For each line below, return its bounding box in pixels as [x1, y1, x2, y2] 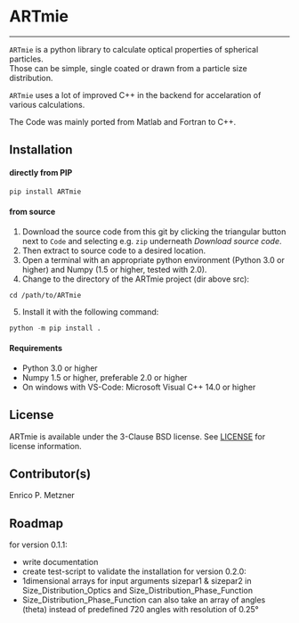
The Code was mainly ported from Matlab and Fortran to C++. [9, 116, 237, 127]
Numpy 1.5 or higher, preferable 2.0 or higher [21, 372, 188, 382]
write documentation [21, 557, 99, 568]
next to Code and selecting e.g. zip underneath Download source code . [21, 235, 282, 246]
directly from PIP [9, 167, 73, 177]
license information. [9, 440, 82, 451]
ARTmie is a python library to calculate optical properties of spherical [9, 44, 259, 54]
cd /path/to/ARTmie [9, 291, 82, 299]
